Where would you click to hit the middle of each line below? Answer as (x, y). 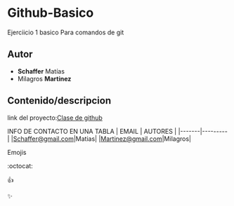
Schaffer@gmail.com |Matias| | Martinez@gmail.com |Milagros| (102, 139)
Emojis (17, 152)
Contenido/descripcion (59, 101)
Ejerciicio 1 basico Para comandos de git (66, 32)
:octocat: (20, 165)
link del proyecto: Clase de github (55, 118)
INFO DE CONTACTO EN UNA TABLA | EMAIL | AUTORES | (92, 131)
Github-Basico (51, 13)
